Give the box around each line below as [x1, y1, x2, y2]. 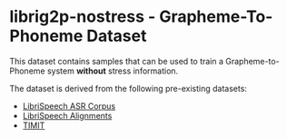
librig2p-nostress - [9, 6, 156, 27]
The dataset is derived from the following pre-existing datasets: [9, 83, 248, 94]
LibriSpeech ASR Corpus [22, 100, 116, 111]
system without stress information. [46, 65, 179, 76]
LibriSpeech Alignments [22, 110, 113, 121]
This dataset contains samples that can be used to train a [9, 55, 224, 66]
